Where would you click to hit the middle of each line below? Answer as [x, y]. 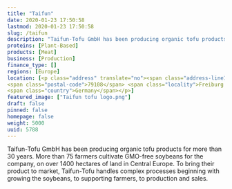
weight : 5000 [26, 123]
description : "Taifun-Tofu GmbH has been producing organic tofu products [117, 39]
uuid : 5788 [23, 129]
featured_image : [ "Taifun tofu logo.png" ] [69, 98]
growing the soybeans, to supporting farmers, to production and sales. [108, 179]
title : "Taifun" [30, 13]
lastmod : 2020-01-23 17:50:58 [51, 26]
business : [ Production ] [41, 59]
